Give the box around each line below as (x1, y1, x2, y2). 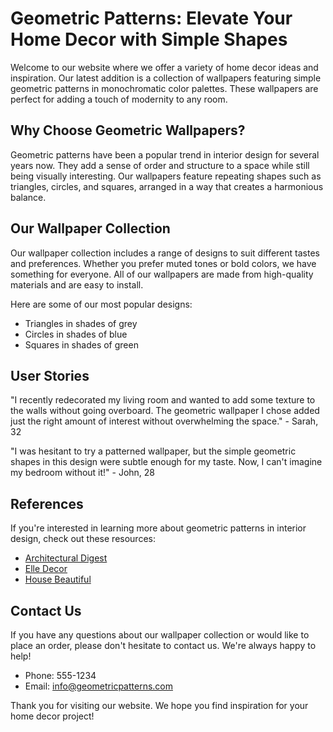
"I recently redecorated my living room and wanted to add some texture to (10, 394, 316, 406)
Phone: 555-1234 (24, 670, 97, 681)
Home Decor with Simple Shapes (10, 28, 288, 51)
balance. (10, 191, 47, 203)
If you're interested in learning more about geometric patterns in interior (10, 522, 307, 534)
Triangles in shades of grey (24, 317, 138, 329)
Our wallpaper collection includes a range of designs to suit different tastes (10, 247, 320, 259)
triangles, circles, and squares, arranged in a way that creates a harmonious (10, 180, 324, 192)
